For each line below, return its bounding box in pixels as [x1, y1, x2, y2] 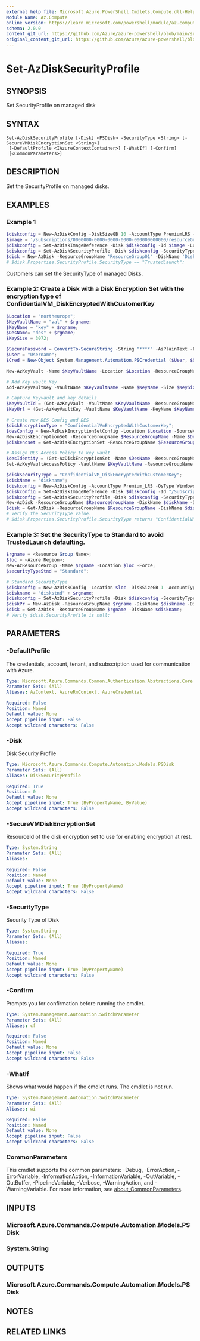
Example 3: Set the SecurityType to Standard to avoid [6, 530, 164, 539]
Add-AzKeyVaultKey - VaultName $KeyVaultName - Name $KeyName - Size [6, 385, 174, 390]
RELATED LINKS [6, 1327, 67, 1337]
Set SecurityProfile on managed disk [6, 102, 96, 109]
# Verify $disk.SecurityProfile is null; [6, 613, 111, 619]
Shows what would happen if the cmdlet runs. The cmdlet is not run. [6, 1083, 174, 1090]
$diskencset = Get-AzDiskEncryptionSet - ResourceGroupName [6, 439, 156, 445]
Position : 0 [6, 789, 36, 795]
